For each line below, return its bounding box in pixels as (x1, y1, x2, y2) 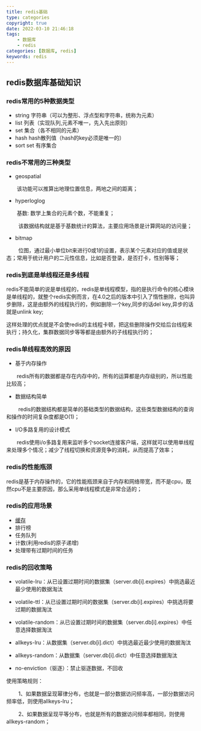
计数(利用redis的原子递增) (14, 539, 79, 546)
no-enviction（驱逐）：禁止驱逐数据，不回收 (14, 665, 123, 672)
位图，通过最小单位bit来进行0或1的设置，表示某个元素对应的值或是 (17, 246, 184, 254)
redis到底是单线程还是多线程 (6, 270, 89, 279)
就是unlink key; (6, 308, 44, 315)
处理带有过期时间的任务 (14, 546, 73, 554)
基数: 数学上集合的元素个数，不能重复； (17, 209, 115, 217)
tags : (6, 31, 20, 37)
